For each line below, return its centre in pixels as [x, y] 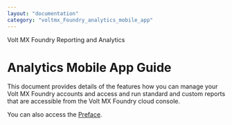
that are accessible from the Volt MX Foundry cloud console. [93, 102]
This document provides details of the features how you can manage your [113, 86]
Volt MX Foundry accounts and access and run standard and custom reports [116, 94]
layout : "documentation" [43, 13]
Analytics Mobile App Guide [89, 67]
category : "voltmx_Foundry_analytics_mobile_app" [80, 20]
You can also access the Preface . [55, 115]
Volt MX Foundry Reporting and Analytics [66, 39]
